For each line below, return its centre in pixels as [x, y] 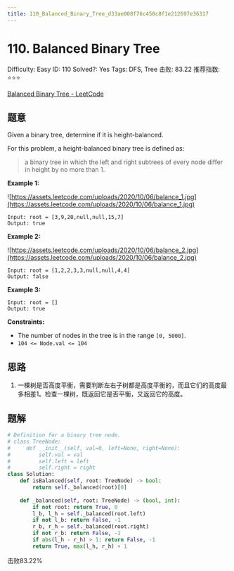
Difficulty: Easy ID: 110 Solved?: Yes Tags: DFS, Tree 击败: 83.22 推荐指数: [113, 69]
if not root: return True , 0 [75, 507]
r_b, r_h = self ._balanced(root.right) [91, 527]
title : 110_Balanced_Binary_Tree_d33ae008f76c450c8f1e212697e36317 [108, 14]
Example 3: [24, 290]
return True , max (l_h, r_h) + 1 [80, 546]
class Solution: [31, 475]
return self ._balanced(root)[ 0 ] [80, 487]
